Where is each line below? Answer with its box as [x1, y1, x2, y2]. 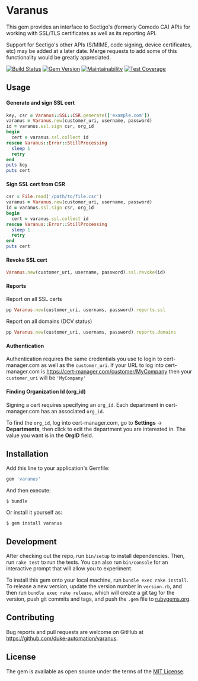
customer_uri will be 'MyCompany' [6, 374, 86, 381]
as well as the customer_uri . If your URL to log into [41, 362, 164, 369]
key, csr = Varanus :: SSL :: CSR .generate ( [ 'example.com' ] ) [6, 112, 150, 118]
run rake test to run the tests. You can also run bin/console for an [6, 558, 168, 566]
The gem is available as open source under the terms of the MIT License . [6, 667, 185, 675]
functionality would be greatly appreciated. [6, 54, 111, 61]
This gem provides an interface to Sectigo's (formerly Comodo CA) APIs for [6, 23, 191, 30]
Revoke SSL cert [6, 256, 47, 263]
